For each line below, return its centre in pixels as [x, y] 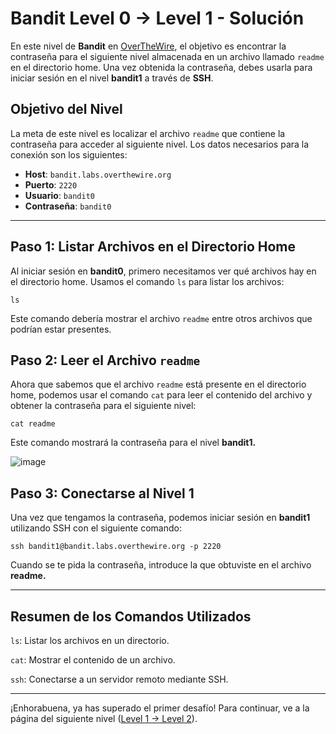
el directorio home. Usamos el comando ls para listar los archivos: [147, 281]
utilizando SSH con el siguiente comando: [96, 528]
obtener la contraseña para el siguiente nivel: [103, 406]
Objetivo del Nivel [66, 109]
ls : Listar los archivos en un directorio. [90, 640]
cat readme [33, 424]
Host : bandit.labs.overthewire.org [98, 174]
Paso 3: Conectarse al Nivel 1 [102, 493]
